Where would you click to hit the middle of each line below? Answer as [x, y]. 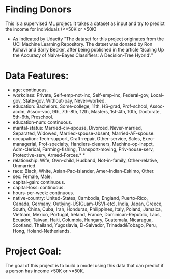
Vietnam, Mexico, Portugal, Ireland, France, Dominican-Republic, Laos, [87, 214]
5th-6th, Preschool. [33, 117]
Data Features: [37, 76]
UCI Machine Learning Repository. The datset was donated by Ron [82, 44]
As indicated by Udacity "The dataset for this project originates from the [88, 39]
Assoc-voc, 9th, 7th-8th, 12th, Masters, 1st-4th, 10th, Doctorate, [94, 111]
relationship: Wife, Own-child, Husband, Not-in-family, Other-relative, [86, 160]
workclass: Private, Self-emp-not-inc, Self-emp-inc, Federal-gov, [81, 95]
